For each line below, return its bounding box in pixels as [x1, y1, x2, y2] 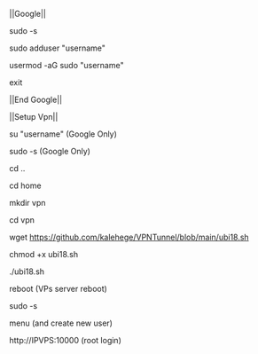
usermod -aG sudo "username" [9, 60, 124, 70]
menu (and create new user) [9, 318, 113, 328]
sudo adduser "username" [9, 43, 106, 53]
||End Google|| [9, 94, 63, 105]
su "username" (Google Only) [9, 129, 118, 139]
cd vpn [9, 215, 35, 225]
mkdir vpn [9, 198, 46, 208]
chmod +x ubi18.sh [9, 249, 78, 259]
